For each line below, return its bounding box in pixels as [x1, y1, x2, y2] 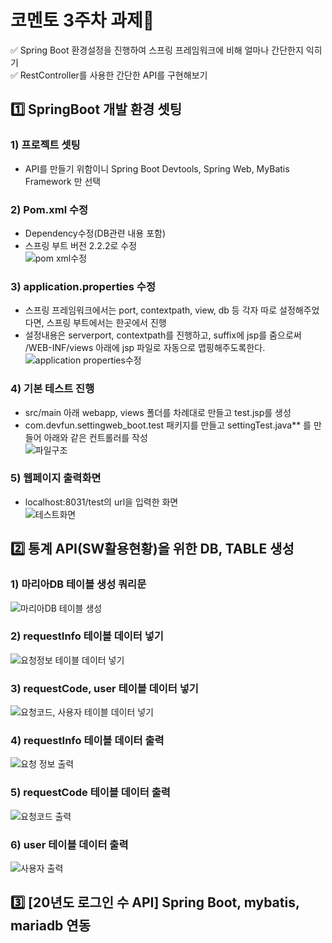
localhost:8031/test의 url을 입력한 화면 [24, 496, 179, 508]
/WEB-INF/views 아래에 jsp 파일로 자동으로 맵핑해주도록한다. [24, 342, 266, 354]
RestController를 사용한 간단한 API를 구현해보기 [19, 69, 208, 81]
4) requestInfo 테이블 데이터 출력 [10, 734, 165, 748]
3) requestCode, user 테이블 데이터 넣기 [10, 681, 199, 695]
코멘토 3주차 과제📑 [10, 9, 155, 32]
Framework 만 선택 [24, 175, 102, 187]
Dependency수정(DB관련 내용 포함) [24, 227, 167, 239]
